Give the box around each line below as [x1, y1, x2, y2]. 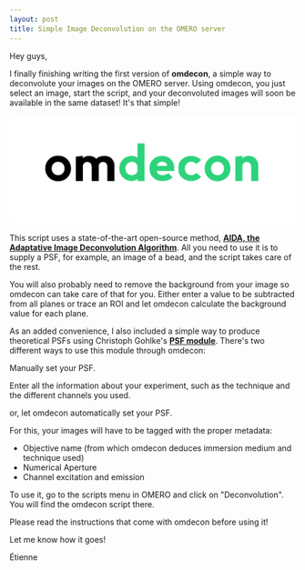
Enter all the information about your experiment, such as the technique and [9, 380, 290, 391]
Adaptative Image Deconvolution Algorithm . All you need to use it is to [9, 242, 279, 254]
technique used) [22, 453, 85, 464]
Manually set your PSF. [9, 363, 96, 374]
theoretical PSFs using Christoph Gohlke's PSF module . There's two [9, 335, 266, 346]
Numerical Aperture [22, 462, 97, 473]
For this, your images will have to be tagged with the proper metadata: [9, 425, 273, 436]
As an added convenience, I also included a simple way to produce [9, 325, 261, 336]
